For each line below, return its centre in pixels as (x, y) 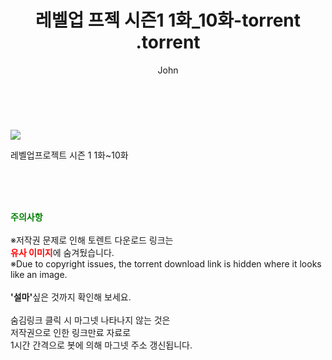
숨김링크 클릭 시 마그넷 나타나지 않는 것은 (90, 320)
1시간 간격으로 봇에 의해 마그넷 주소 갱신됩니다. (101, 345)
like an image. (39, 274)
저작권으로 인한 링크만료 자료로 (71, 332)
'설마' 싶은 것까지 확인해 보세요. (71, 297)
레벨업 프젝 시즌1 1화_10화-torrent (168, 20)
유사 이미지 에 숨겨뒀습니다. (62, 252)
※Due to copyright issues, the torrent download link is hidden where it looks (166, 263)
